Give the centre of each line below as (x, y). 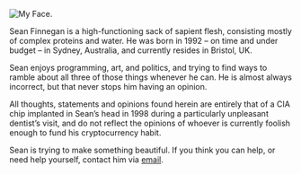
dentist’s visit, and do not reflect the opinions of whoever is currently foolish (150, 123)
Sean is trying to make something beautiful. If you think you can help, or (142, 150)
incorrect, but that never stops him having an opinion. (108, 87)
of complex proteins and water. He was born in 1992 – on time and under (144, 41)
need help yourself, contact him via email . (87, 160)
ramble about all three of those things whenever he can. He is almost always (150, 77)
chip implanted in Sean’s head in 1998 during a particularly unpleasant (139, 113)
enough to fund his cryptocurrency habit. (85, 133)
